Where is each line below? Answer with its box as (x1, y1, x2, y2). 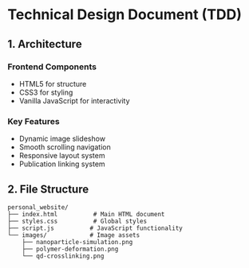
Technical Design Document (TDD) (7, 6, 243, 24)
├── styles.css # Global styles (7, 217, 148, 225)
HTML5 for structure (18, 79, 87, 88)
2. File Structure (7, 182, 89, 196)
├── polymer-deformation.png (22, 245, 119, 253)
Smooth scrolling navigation (18, 142, 111, 152)
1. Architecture (7, 37, 82, 51)
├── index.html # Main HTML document (7, 210, 165, 218)
